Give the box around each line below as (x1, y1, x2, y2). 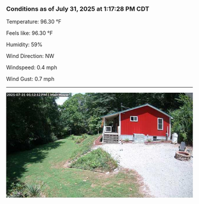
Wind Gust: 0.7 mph (6, 76, 54, 83)
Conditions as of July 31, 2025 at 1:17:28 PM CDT (6, 5, 150, 13)
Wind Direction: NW (6, 53, 54, 60)
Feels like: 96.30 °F (6, 30, 53, 37)
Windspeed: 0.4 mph (6, 64, 57, 71)
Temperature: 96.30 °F (6, 18, 62, 25)
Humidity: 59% (6, 41, 43, 48)
